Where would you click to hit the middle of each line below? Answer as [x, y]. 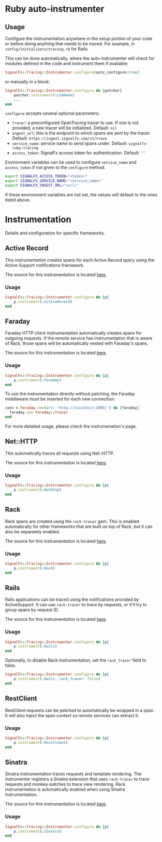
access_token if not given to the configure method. [55, 167]
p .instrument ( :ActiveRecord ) [43, 302]
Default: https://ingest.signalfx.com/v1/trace [59, 138]
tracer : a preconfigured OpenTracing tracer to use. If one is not [75, 123]
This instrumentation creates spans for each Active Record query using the [80, 260]
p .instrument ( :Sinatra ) [38, 831]
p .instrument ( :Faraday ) [38, 380]
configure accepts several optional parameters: [52, 113]
